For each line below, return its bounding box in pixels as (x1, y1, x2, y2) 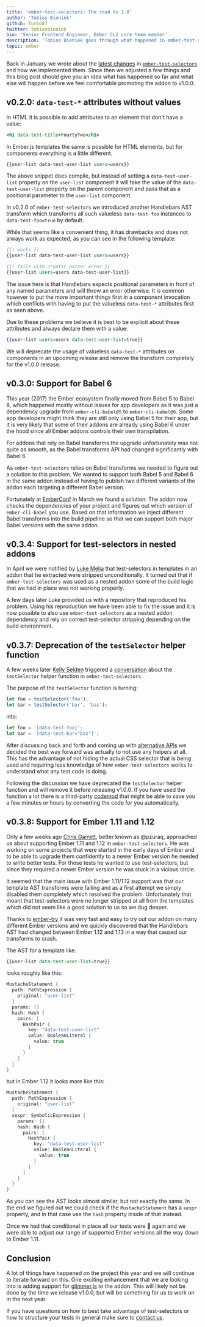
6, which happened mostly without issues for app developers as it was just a (6, 401, 198, 408)
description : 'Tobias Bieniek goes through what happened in (6, 37, 165, 43)
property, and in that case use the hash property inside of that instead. (6, 1211, 183, 1218)
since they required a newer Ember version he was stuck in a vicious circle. (6, 865, 196, 873)
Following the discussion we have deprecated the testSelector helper (6, 779, 183, 787)
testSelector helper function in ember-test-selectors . (6, 672, 143, 680)
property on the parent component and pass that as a (46, 185, 181, 193)
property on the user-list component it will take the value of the (18, 179, 182, 186)
